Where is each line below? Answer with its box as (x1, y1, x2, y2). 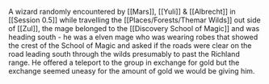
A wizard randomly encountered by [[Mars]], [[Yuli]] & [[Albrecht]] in (8, 7, 236, 16)
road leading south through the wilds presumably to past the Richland (8, 50, 240, 58)
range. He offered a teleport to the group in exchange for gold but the (8, 58, 240, 67)
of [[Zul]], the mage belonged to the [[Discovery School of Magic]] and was (8, 24, 260, 33)
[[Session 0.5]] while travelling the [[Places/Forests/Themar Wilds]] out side (8, 15, 261, 25)
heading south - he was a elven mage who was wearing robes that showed (8, 32, 258, 42)
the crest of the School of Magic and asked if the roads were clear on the (8, 41, 252, 50)
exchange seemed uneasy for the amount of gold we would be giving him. (8, 66, 255, 75)
